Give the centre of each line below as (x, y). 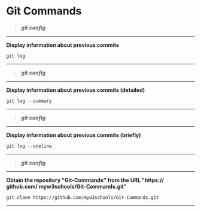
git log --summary (29, 101)
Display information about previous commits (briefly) (74, 135)
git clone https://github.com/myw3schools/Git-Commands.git (83, 197)
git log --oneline (29, 146)
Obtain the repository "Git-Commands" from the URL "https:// (85, 180)
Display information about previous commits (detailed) (76, 90)
